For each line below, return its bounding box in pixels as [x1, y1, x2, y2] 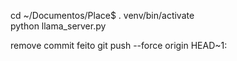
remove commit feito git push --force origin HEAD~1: [10, 40, 228, 51]
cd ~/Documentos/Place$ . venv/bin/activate [10, 10, 195, 21]
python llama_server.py [10, 20, 107, 32]
